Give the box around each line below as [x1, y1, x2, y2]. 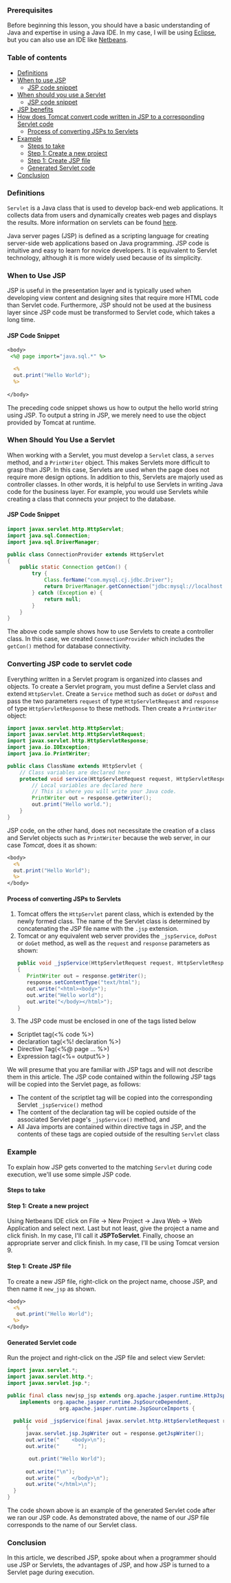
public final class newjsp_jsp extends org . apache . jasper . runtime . [7, 1392, 205, 1399]
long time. [7, 316, 36, 324]
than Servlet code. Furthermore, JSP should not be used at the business [7, 301, 212, 310]
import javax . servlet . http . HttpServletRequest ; [7, 731, 146, 738]
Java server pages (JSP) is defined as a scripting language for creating [7, 231, 209, 239]
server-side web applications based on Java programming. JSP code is [7, 239, 210, 247]
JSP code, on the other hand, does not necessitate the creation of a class [7, 826, 215, 834]
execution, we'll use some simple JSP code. [7, 1170, 132, 1178]
